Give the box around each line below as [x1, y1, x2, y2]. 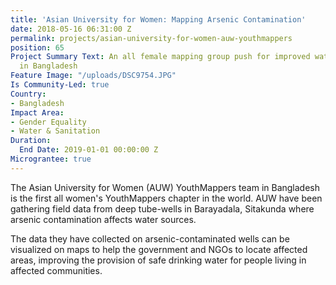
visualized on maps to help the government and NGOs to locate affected [10, 243, 308, 255]
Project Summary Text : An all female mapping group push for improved [10, 52, 311, 62]
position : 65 [10, 42, 65, 53]
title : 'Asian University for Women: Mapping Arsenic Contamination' [10, 14, 307, 25]
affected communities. [10, 264, 103, 276]
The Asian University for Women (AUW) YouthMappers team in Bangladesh [10, 181, 321, 193]
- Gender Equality [10, 117, 87, 127]
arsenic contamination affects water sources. [10, 213, 197, 225]
